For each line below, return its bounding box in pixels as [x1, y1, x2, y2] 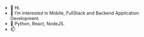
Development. [10, 15, 40, 21]
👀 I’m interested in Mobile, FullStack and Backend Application [10, 10, 139, 16]
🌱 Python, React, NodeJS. [10, 20, 65, 26]
